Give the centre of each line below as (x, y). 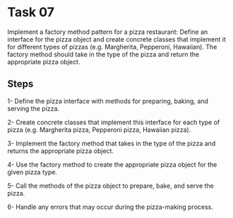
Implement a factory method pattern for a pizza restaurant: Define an (108, 32)
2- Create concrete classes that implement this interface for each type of (114, 122)
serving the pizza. (34, 108)
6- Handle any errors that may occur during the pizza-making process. (110, 207)
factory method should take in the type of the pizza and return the (103, 54)
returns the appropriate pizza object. (61, 151)
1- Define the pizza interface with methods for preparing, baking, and (108, 101)
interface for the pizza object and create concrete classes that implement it (116, 39)
